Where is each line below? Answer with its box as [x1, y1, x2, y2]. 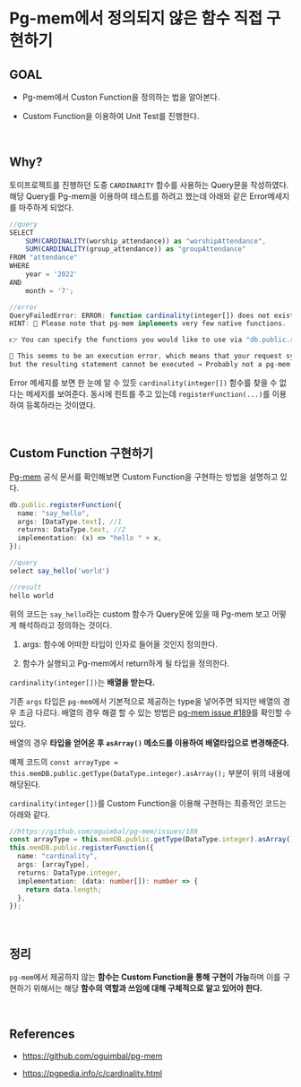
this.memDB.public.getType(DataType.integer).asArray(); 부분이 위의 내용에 [9, 767, 291, 778]
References [9, 1027, 75, 1042]
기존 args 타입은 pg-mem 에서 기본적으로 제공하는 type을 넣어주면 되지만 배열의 [9, 695, 281, 706]
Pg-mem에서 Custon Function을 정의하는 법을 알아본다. [21, 91, 220, 102]
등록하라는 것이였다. [25, 400, 96, 410]
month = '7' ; [25, 286, 74, 296]
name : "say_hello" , [17, 508, 90, 518]
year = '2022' [25, 270, 78, 279]
